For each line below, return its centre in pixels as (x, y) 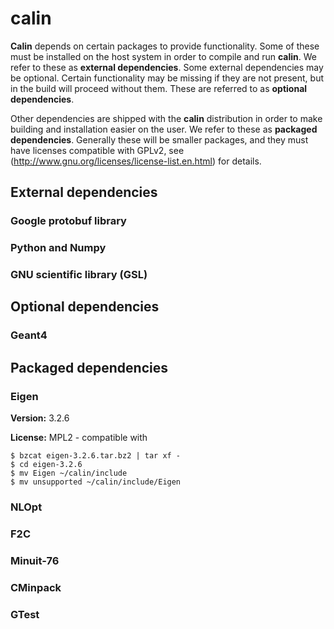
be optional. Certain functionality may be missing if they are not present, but (167, 78)
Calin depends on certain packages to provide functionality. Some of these (165, 46)
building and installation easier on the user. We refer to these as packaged (164, 129)
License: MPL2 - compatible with (79, 438)
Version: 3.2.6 (40, 418)
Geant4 (29, 335)
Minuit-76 (35, 560)
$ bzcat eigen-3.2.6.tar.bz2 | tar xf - (96, 456)
